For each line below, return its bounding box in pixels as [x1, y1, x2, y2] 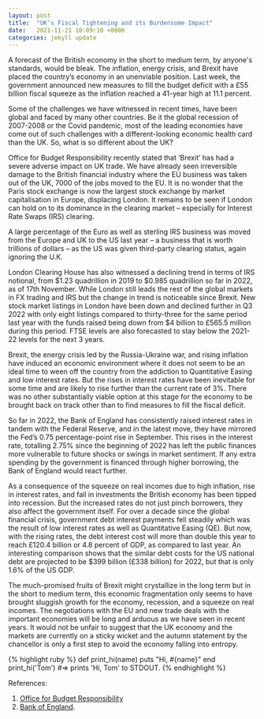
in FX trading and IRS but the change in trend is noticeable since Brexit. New [8, 293, 256, 303]
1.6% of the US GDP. [8, 566, 75, 575]
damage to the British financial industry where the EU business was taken [8, 170, 247, 179]
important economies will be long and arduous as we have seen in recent [8, 614, 246, 624]
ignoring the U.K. [8, 252, 63, 262]
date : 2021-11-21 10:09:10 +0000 [8, 26, 125, 34]
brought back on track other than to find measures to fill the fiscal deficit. [8, 401, 246, 410]
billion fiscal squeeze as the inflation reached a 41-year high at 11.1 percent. [8, 88, 252, 99]
